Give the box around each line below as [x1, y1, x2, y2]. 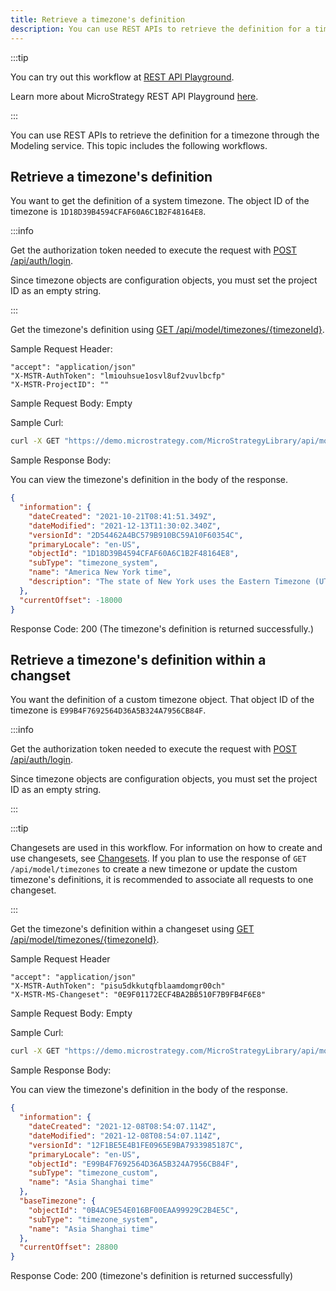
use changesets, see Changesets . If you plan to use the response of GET [10, 852, 307, 865]
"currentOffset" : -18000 [19, 595, 123, 605]
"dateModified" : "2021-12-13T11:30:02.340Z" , [28, 521, 222, 531]
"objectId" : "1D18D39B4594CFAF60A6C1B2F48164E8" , [28, 549, 240, 559]
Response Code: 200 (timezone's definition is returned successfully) [10, 1270, 294, 1282]
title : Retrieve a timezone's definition [10, 14, 186, 25]
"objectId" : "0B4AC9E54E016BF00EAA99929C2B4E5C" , [28, 1205, 240, 1215]
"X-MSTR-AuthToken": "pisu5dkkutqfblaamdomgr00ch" [10, 981, 226, 991]
